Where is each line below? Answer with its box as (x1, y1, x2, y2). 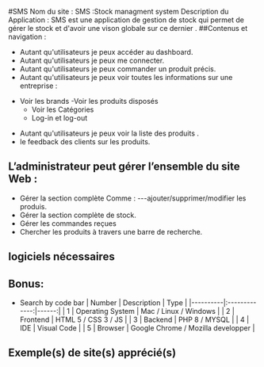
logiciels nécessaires (8, 250, 115, 264)
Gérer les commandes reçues (19, 218, 117, 228)
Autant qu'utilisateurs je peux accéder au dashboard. (19, 48, 193, 56)
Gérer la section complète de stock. (19, 210, 137, 220)
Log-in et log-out (31, 113, 88, 122)
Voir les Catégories (31, 105, 94, 114)
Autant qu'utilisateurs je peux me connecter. (19, 55, 165, 65)
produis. (19, 201, 48, 211)
